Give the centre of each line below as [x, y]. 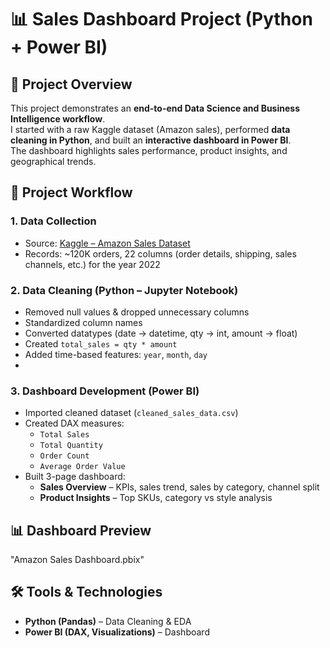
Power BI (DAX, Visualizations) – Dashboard [117, 632]
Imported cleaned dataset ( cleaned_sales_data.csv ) [131, 413]
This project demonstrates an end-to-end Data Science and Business [155, 108]
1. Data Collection [53, 221]
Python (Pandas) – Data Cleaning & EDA [108, 621]
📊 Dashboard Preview [81, 530]
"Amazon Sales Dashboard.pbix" [77, 560]
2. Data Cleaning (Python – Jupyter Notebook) [124, 290]
